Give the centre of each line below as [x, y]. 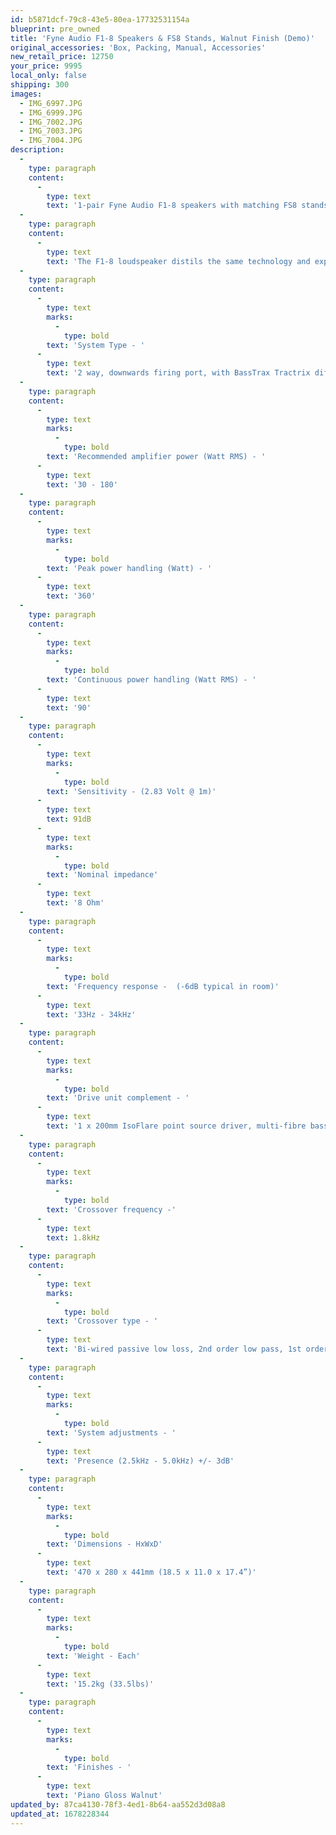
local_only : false [48, 76]
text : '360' [71, 596]
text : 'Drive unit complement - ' [118, 1098]
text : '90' [69, 707]
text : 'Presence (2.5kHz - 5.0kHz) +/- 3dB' [140, 1461]
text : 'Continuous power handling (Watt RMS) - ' [151, 680]
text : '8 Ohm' [75, 903]
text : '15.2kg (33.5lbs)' [100, 1684]
